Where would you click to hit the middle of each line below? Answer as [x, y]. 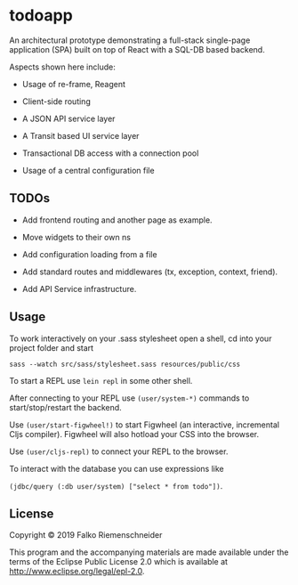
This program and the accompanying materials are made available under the [149, 552]
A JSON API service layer [68, 118]
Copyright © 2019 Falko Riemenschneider [86, 535]
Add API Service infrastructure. [79, 288]
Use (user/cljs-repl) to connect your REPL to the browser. [119, 451]
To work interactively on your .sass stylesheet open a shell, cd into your [141, 338]
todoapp [41, 16]
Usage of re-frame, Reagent [74, 84]
